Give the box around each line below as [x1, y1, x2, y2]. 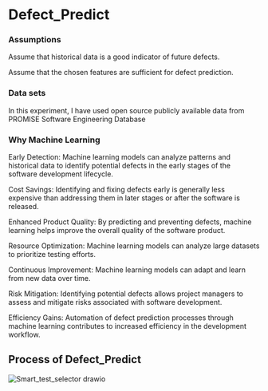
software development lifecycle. [8, 169, 114, 179]
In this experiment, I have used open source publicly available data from [8, 105, 245, 115]
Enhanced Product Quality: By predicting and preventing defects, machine [8, 217, 252, 227]
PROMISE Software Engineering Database [8, 114, 146, 124]
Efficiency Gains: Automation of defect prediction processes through [8, 313, 234, 322]
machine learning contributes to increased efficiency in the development [8, 322, 247, 331]
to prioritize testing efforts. [8, 250, 97, 259]
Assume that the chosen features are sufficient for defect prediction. [8, 68, 234, 77]
